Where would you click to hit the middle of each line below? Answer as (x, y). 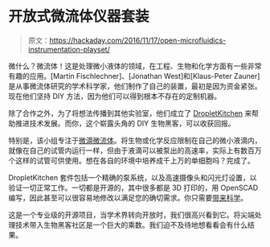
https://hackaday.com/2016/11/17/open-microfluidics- (138, 40)
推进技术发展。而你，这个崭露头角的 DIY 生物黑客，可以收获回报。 (125, 123)
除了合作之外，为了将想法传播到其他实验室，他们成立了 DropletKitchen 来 (130, 113)
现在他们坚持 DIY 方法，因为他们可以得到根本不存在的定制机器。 (115, 96)
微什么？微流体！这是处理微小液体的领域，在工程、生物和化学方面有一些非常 (135, 66)
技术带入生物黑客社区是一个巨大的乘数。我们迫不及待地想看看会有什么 (131, 224)
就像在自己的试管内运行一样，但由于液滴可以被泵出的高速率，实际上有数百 (131, 150)
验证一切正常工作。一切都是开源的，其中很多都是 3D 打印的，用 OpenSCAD (133, 187)
